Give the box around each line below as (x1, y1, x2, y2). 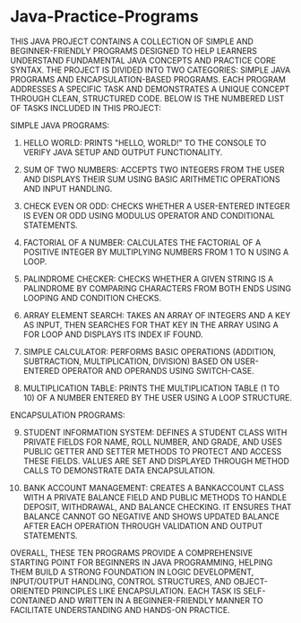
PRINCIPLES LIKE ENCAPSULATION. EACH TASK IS (51, 585, 241, 596)
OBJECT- (233, 575, 268, 586)
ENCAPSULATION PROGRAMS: (10, 410, 125, 420)
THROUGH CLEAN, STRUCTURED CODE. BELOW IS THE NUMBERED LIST (10, 92, 285, 104)
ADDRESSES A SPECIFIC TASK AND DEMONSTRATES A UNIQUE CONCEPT (10, 83, 290, 94)
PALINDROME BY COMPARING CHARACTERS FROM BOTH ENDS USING (22, 282, 292, 293)
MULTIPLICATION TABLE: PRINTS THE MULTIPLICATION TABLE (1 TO (22, 383, 280, 394)
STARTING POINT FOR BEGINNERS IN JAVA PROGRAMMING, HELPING (10, 557, 273, 567)
